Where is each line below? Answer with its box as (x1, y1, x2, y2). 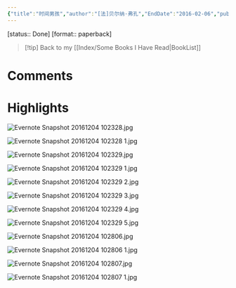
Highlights (7, 100, 69, 116)
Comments (7, 67, 73, 84)
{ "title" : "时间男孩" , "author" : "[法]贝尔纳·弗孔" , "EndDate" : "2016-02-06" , (7, 10, 217, 18)
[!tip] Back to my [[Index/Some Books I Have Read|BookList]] (24, 43, 202, 51)
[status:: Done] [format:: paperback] (7, 30, 112, 38)
